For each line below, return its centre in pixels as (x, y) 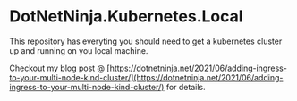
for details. (186, 87)
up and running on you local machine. (79, 50)
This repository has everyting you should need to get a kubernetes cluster (146, 41)
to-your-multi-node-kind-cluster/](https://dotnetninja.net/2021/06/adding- (146, 77)
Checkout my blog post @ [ (59, 68)
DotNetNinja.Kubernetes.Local (126, 17)
